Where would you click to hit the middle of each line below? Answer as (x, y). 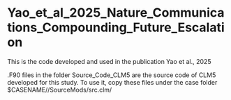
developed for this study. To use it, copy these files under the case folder (112, 82)
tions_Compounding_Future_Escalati (116, 27)
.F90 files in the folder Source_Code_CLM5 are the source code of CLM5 (112, 75)
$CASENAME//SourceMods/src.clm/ (60, 90)
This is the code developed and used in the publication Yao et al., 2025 (109, 61)
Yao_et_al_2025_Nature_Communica (116, 13)
